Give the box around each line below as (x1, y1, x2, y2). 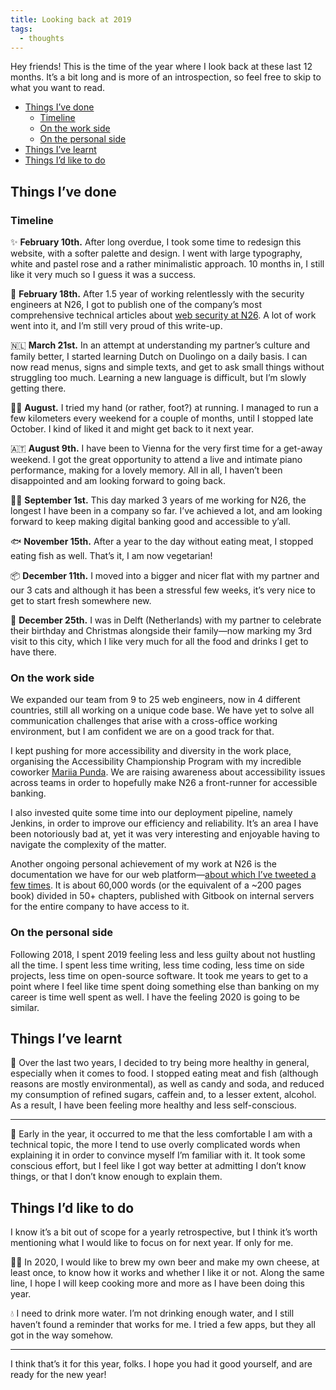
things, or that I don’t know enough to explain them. (10, 1171, 223, 1183)
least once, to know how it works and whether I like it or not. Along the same (10, 1267, 325, 1279)
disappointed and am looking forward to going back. (10, 475, 226, 487)
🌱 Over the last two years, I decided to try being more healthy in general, (10, 1057, 310, 1069)
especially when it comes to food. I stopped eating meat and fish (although (10, 1067, 319, 1080)
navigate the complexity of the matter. (10, 839, 167, 851)
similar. (10, 1001, 40, 1013)
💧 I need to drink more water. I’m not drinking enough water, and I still (10, 1307, 295, 1320)
